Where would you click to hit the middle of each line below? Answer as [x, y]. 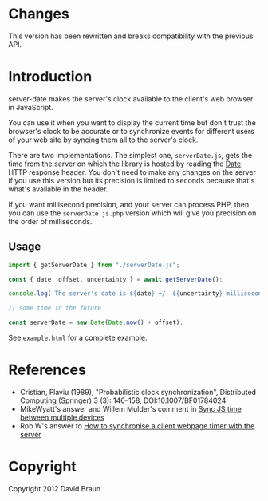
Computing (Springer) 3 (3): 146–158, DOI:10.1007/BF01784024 [123, 400]
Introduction [50, 77]
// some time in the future [55, 308]
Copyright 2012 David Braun [55, 488]
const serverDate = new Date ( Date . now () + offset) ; [96, 323]
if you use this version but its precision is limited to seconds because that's [132, 180]
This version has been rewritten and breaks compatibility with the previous [131, 36]
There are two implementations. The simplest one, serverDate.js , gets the [130, 155]
